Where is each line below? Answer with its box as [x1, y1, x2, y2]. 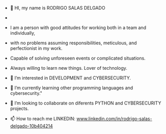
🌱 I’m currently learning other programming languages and [10, 85, 133, 91]
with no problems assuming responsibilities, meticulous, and [10, 40, 137, 46]
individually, [10, 30, 36, 36]
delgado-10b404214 [10, 123, 53, 129]
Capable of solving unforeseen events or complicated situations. [10, 55, 146, 61]
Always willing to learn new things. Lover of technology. [10, 65, 127, 71]
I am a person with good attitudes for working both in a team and [10, 24, 147, 31]
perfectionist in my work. [10, 45, 63, 51]
